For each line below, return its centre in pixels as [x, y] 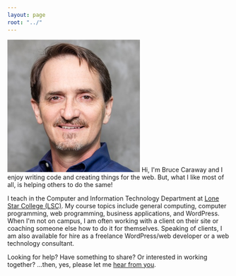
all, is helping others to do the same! [60, 184]
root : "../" [25, 22]
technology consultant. [41, 243]
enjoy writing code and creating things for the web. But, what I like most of [116, 177]
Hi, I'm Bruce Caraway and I [182, 169]
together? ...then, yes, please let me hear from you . [82, 264]
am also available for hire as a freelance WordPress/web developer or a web [118, 236]
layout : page [26, 15]
